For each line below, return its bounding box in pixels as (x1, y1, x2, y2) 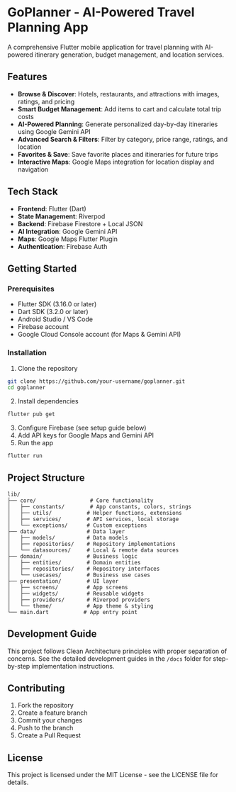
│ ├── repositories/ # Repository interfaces (7, 565, 160, 572)
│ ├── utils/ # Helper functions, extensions (7, 509, 182, 516)
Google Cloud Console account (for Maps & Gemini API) (17, 330, 181, 339)
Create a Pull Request (17, 731, 82, 740)
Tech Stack (7, 186, 58, 198)
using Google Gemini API (17, 127, 91, 135)
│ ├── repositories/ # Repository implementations (7, 540, 176, 547)
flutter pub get (7, 411, 55, 418)
